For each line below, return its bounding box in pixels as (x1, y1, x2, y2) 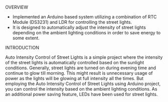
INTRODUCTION (5, 45, 39, 50)
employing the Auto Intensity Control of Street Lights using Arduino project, (5, 81, 161, 87)
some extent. (12, 35, 40, 41)
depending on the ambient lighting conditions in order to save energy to (12, 30, 161, 35)
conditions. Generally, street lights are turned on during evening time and (5, 65, 156, 71)
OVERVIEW (5, 4, 29, 10)
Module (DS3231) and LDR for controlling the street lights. (12, 19, 132, 25)
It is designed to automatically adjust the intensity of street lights (12, 24, 146, 30)
